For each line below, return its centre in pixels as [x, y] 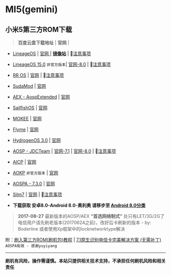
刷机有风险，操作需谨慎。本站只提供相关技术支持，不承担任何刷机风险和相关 [85, 261]
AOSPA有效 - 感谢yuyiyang [31, 246]
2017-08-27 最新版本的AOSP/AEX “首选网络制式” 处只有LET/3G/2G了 [91, 216]
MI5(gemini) [32, 9]
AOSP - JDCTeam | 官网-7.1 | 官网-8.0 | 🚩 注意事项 [64, 151]
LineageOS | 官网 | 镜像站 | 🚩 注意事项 [52, 54]
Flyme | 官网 [26, 129]
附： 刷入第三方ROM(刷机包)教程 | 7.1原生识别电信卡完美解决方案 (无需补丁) [83, 240]
